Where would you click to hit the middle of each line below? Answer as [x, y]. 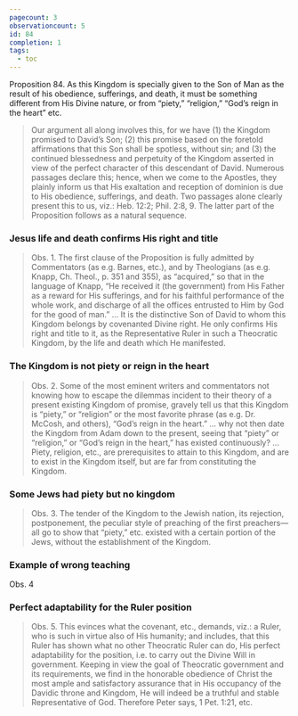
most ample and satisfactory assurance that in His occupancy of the [156, 684]
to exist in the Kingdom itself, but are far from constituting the [143, 461]
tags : [19, 51]
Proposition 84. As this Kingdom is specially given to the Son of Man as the [147, 84]
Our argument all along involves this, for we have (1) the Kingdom [150, 130]
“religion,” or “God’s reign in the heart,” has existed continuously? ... [155, 442]
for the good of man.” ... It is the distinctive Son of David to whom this [158, 315]
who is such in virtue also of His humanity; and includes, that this [150, 636]
